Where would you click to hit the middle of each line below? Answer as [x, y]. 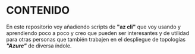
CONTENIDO [38, 10]
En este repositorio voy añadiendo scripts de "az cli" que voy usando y [94, 27]
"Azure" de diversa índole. [39, 46]
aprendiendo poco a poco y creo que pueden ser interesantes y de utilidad [98, 33]
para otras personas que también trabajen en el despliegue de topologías [96, 39]
